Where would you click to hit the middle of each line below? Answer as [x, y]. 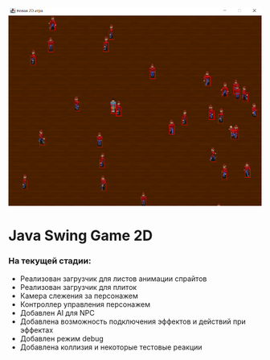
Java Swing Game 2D [81, 236]
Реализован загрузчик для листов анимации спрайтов [113, 279]
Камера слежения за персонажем [79, 296]
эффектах [37, 329]
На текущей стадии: [50, 261]
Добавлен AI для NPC [57, 312]
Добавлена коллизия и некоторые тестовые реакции [111, 347]
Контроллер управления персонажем [85, 304]
